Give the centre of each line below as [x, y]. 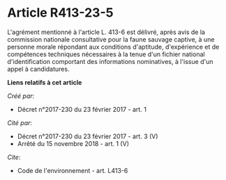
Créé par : [21, 96]
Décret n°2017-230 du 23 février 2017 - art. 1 [82, 109]
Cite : [14, 157]
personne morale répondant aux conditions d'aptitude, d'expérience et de [113, 47]
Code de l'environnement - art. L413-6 [73, 170]
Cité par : [20, 122]
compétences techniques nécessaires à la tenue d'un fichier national [106, 54]
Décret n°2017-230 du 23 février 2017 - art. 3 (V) [88, 136]
